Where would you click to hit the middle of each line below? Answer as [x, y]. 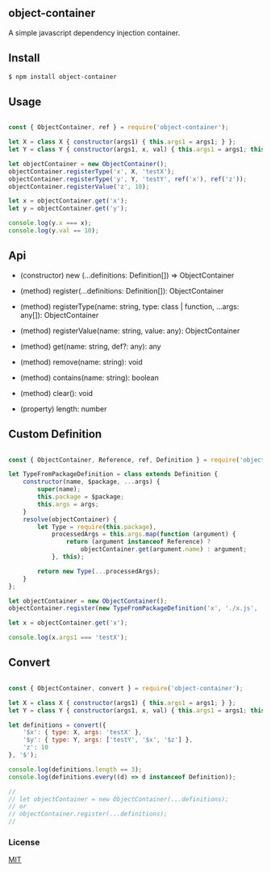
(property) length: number [63, 409]
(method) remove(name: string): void [81, 361]
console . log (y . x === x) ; [50, 223]
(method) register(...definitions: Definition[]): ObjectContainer [122, 290]
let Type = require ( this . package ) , [97, 527]
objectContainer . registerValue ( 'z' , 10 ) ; [79, 186]
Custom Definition [55, 434]
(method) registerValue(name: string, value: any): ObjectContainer [130, 331]
